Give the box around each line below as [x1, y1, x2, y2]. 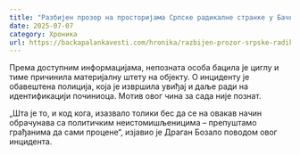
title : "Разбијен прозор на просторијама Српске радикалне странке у [9, 12, 274, 22]
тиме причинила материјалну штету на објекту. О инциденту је [9, 72, 250, 83]
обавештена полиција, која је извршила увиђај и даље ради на [9, 81, 248, 92]
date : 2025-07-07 [9, 21, 74, 30]
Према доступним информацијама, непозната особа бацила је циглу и [9, 62, 279, 73]
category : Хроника [9, 29, 78, 38]
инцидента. [9, 136, 53, 147]
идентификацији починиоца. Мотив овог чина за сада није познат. [9, 91, 262, 102]
